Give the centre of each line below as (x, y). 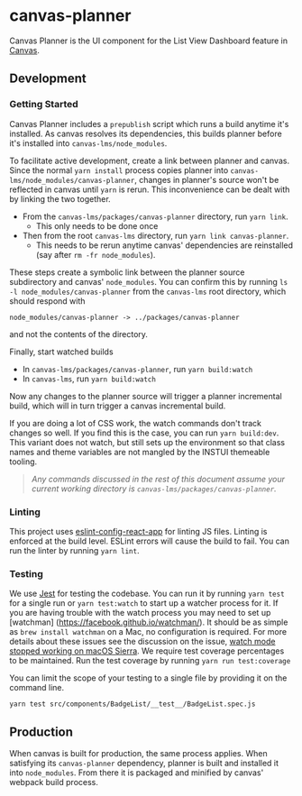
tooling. (23, 462)
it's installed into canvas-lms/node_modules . (88, 143)
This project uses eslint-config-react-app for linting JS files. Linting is (138, 531)
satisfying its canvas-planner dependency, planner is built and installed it (144, 764)
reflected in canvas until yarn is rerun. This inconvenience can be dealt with (150, 189)
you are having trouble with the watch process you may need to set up (140, 613)
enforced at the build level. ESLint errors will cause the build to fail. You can (150, 541)
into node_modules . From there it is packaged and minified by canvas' (137, 773)
